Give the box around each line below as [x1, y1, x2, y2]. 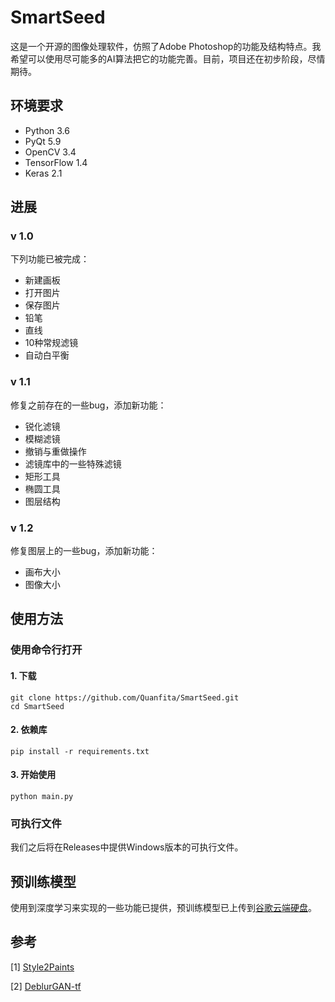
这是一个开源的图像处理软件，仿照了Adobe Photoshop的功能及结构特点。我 [10, 40, 322, 52]
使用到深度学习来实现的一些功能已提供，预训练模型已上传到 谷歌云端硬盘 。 [10, 902, 317, 914]
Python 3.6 [24, 124, 70, 136]
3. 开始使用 [10, 769, 57, 781]
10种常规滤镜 [24, 337, 79, 349]
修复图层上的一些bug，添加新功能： [10, 545, 158, 557]
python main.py [10, 791, 74, 801]
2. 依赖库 [10, 724, 48, 736]
